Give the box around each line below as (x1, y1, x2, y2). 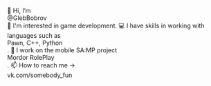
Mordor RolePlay (7, 54, 55, 61)
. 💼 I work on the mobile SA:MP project (7, 46, 118, 54)
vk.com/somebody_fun (7, 71, 73, 79)
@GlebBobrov (7, 14, 47, 22)
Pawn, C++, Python (7, 39, 63, 47)
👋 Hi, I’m (7, 7, 31, 14)
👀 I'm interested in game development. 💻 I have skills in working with (7, 21, 205, 30)
